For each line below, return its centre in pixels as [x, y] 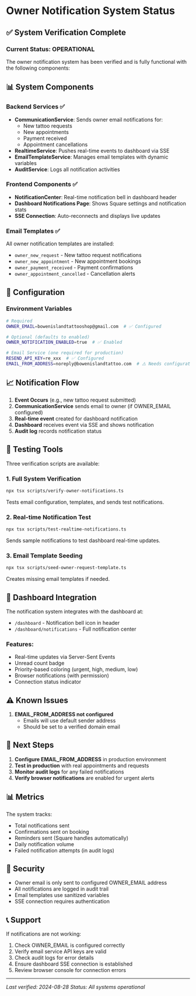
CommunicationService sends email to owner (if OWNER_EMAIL [93, 406]
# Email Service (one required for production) [65, 353]
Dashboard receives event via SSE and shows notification [84, 425]
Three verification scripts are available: [53, 463]
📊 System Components [50, 87]
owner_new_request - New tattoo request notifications [78, 255]
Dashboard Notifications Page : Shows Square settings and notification [100, 203]
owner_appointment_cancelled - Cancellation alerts [75, 274]
